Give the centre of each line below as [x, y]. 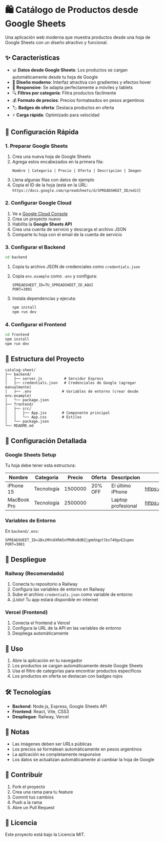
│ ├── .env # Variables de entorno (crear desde [72, 392]
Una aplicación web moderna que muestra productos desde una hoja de [78, 37]
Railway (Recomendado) [35, 573]
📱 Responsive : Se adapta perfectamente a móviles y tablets [72, 87]
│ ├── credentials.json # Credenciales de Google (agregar [71, 383]
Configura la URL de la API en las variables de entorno [67, 628]
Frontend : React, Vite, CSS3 [41, 711]
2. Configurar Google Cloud [38, 203]
